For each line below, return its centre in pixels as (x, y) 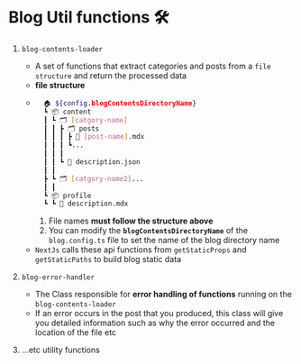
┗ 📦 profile (67, 196)
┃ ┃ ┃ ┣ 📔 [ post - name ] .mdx (94, 137)
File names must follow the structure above (131, 221)
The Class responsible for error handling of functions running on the (163, 295)
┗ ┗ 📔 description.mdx (86, 204)
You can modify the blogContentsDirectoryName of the (148, 231)
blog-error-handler (58, 278)
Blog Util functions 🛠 (89, 18)
